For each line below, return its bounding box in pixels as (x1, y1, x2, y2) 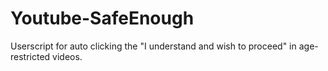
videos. (52, 50, 83, 62)
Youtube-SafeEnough (10, 7, 195, 30)
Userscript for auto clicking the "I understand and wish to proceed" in (10, 40, 297, 52)
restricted (10, 50, 51, 62)
